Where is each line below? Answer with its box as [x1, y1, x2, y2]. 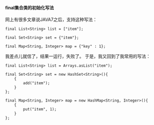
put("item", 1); [23, 107, 57, 112]
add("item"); [23, 81, 50, 86]
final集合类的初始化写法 [5, 4, 54, 10]
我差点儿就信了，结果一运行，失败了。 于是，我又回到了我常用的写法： [5, 53, 151, 59]
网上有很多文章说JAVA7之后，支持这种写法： [5, 16, 97, 22]
